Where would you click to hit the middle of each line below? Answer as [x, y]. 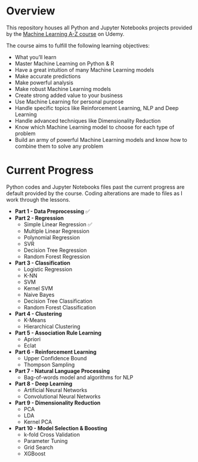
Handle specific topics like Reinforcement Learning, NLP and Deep [97, 108]
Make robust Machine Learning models [63, 89]
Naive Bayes [39, 294]
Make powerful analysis [44, 83]
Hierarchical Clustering [52, 326]
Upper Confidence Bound [55, 358]
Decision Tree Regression [55, 250]
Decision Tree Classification [58, 301]
